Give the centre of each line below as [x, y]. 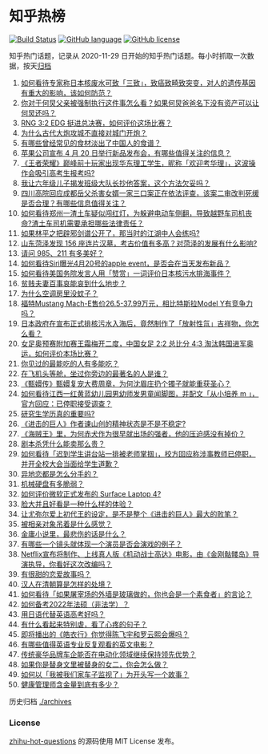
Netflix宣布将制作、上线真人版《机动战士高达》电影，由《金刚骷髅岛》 [136, 553]
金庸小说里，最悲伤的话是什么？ [73, 533]
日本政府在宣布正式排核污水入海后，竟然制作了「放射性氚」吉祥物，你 [136, 323]
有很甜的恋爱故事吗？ [56, 574]
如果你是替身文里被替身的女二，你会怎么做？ [94, 664]
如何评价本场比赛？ [66, 353]
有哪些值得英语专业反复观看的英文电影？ [87, 644]
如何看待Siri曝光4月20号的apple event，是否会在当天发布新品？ [126, 263]
